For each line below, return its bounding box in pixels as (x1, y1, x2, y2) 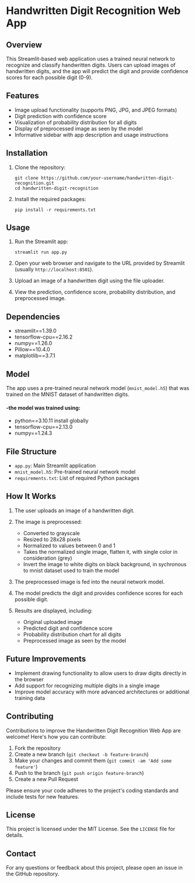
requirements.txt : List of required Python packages (14, 475, 140, 482)
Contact (6, 848, 36, 858)
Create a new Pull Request (14, 775, 79, 782)
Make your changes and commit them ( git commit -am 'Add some (14, 757, 172, 764)
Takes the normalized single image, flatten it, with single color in (23, 548, 178, 555)
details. (6, 832, 24, 839)
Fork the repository (14, 744, 61, 751)
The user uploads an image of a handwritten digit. (14, 507, 135, 514)
